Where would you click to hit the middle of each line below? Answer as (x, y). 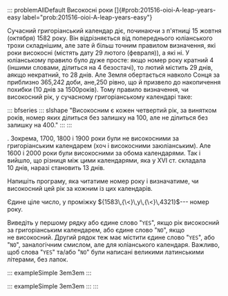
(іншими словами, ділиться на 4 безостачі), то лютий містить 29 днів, (110, 67)
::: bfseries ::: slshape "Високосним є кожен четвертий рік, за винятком (112, 110)
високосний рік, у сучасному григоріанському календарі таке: (100, 97)
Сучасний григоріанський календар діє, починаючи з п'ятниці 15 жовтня (114, 31)
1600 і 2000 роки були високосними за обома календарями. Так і (104, 153)
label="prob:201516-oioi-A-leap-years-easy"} (87, 17)
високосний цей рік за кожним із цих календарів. (80, 188)
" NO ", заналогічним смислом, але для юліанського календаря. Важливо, (113, 244)
